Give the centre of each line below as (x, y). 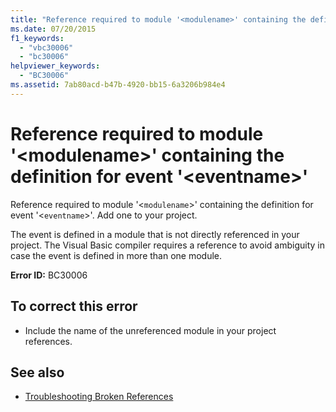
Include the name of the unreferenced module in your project (150, 330)
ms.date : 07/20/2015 (53, 29)
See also (37, 372)
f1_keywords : (37, 38)
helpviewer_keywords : (55, 66)
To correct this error (74, 306)
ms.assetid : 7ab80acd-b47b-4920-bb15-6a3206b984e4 (118, 85)
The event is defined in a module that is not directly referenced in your (155, 234)
